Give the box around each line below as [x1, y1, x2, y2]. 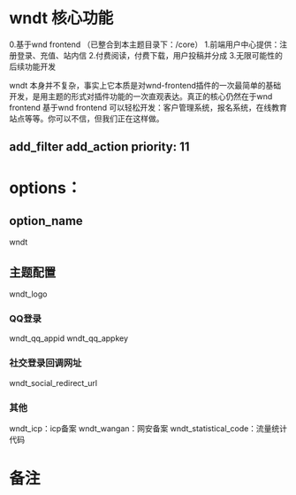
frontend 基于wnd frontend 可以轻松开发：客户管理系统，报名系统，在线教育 [9, 102, 287, 112]
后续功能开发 [9, 61, 56, 72]
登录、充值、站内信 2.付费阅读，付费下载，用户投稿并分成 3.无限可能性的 [16, 50, 283, 60]
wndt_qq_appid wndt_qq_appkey [9, 333, 129, 344]
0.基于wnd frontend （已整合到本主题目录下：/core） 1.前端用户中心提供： [9, 39, 280, 50]
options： [9, 178, 82, 197]
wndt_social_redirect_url [9, 377, 98, 388]
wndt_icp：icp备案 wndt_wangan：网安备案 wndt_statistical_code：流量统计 [9, 423, 288, 434]
